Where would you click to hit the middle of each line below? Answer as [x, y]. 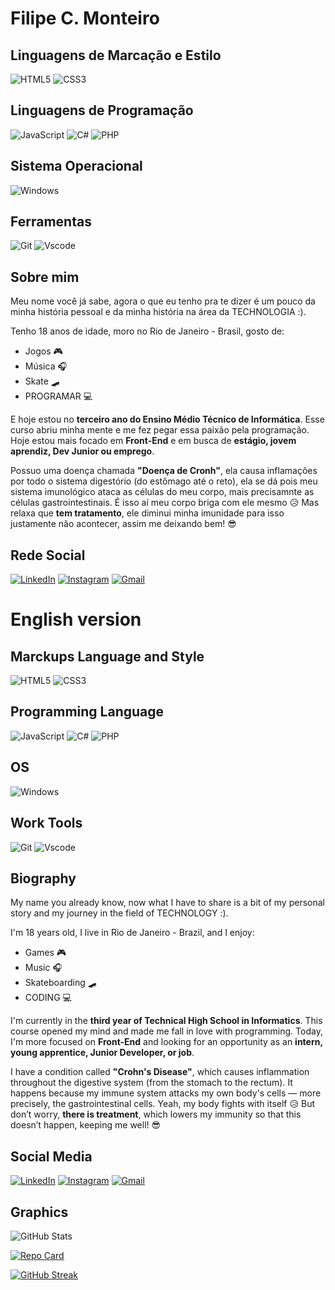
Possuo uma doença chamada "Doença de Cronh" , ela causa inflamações [164, 471]
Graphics [39, 1212]
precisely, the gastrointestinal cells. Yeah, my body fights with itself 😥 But [163, 1104]
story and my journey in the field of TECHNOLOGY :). [119, 913]
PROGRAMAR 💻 [58, 396]
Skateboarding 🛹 [60, 983]
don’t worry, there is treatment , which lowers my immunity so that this [156, 1114]
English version [76, 619]
